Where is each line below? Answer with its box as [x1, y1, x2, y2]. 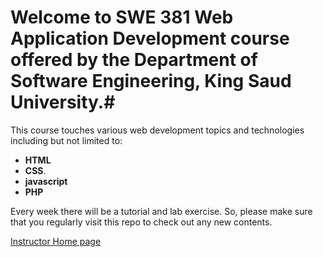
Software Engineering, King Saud [10, 70, 292, 93]
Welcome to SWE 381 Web [10, 6, 234, 29]
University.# [10, 91, 116, 114]
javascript [24, 175, 68, 187]
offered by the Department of [10, 49, 258, 71]
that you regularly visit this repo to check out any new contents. [10, 216, 273, 228]
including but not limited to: [10, 134, 123, 146]
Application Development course [10, 27, 290, 50]
